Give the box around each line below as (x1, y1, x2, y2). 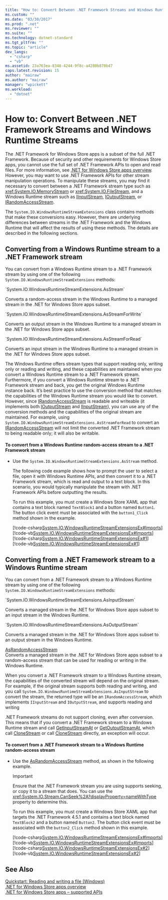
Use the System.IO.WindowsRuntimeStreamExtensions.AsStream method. (12, 458, 158, 464)
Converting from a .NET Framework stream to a (5, 555, 155, 564)
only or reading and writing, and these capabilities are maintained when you (5, 366, 161, 372)
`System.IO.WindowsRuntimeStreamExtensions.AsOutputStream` (5, 622, 139, 628)
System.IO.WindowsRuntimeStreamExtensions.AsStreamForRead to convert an (5, 420, 159, 426)
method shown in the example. (12, 515, 76, 521)
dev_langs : (5, 49, 28, 54)
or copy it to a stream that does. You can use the (12, 788, 113, 794)
